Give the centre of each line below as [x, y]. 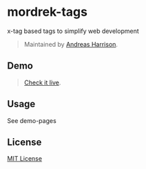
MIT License [25, 159]
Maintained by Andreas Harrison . [71, 44]
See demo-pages [32, 120]
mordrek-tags [48, 12]
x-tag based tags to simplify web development [73, 31]
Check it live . [42, 82]
